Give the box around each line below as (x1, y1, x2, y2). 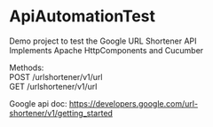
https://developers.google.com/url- (69, 98, 198, 108)
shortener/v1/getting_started (9, 107, 114, 118)
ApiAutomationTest (9, 6, 156, 27)
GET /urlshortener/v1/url (9, 81, 98, 91)
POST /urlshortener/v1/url (9, 71, 103, 82)
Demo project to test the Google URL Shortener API (9, 36, 197, 46)
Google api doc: (9, 98, 68, 108)
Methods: (9, 62, 44, 73)
